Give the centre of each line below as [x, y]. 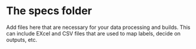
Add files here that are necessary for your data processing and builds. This [98, 27]
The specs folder [49, 11]
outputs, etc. [22, 40]
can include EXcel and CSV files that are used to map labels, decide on [94, 33]
